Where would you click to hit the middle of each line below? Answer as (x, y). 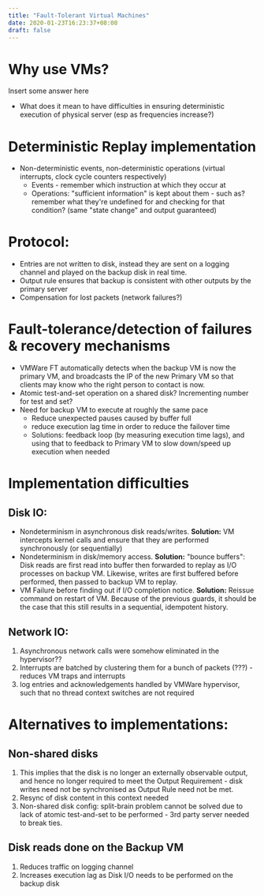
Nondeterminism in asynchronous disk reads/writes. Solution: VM (127, 532)
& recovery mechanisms (89, 346)
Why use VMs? (59, 69)
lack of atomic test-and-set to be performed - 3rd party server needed (134, 814)
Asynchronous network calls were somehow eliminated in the (119, 651)
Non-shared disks (53, 754)
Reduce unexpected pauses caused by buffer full (111, 418)
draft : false (30, 30)
